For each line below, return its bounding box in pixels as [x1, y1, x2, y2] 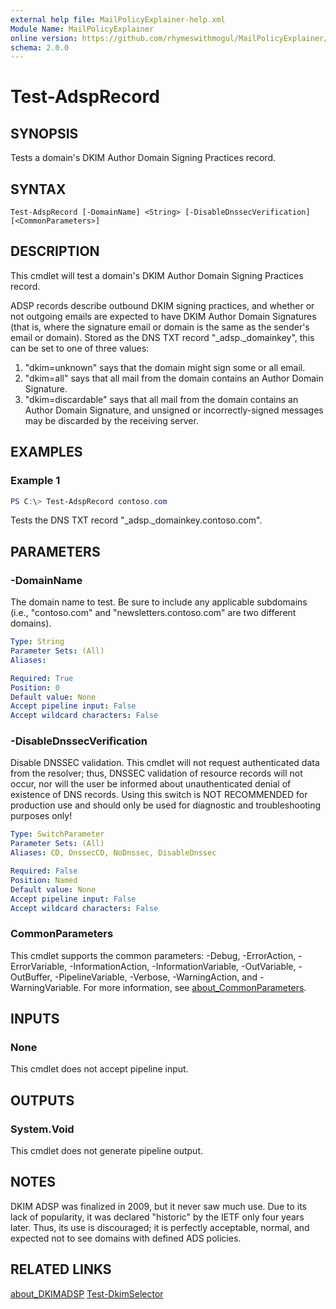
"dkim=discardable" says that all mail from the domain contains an [24, 393, 299, 405]
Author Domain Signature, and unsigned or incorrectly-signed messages [24, 404, 324, 416]
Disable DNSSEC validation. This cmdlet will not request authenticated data [10, 757, 320, 769]
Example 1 [10, 474, 61, 488]
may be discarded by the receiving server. [24, 414, 199, 426]
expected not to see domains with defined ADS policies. [10, 1232, 242, 1244]
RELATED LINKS [10, 1261, 112, 1278]
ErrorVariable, [10, 960, 68, 972]
